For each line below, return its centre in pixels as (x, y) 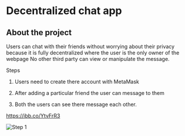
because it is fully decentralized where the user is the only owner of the (93, 53)
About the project (39, 33)
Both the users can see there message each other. (75, 104)
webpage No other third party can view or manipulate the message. (88, 59)
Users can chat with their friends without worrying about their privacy (90, 46)
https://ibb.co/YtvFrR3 (33, 116)
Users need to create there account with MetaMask (77, 81)
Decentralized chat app (64, 11)
